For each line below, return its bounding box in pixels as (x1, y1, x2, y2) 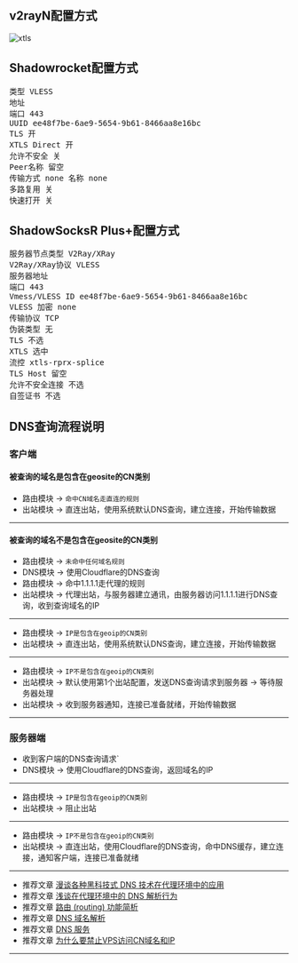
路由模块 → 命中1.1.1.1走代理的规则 (21, 578, 145, 589)
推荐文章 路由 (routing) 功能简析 (21, 902, 139, 912)
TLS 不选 (9, 336, 44, 346)
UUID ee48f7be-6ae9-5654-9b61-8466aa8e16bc (9, 118, 201, 128)
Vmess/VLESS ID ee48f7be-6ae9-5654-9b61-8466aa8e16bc (9, 291, 248, 302)
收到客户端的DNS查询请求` (21, 753, 120, 764)
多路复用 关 (9, 184, 53, 194)
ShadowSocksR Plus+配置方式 (9, 223, 180, 238)
